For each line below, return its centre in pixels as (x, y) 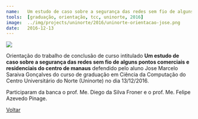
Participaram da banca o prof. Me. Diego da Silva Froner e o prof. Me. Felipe (98, 92)
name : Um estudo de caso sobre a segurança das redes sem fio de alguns (100, 11)
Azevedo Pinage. (27, 98)
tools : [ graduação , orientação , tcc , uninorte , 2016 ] (75, 17)
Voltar (13, 110)
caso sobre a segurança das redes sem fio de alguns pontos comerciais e (98, 62)
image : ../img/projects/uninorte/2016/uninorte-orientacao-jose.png (93, 22)
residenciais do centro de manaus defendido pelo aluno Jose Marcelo (92, 68)
